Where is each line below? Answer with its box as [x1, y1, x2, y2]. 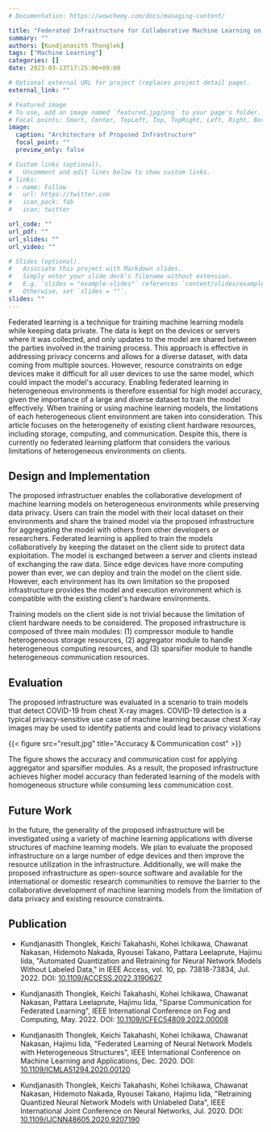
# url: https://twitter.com [8, 191, 110, 199]
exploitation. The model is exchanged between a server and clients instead [8, 551, 257, 560]
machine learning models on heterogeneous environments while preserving [8, 499, 260, 509]
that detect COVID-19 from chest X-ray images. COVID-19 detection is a [8, 706, 248, 716]
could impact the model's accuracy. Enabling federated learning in [8, 377, 229, 386]
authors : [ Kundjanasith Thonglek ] [8, 41, 125, 49]
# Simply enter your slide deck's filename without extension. [8, 272, 232, 281]
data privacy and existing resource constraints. [8, 894, 165, 904]
